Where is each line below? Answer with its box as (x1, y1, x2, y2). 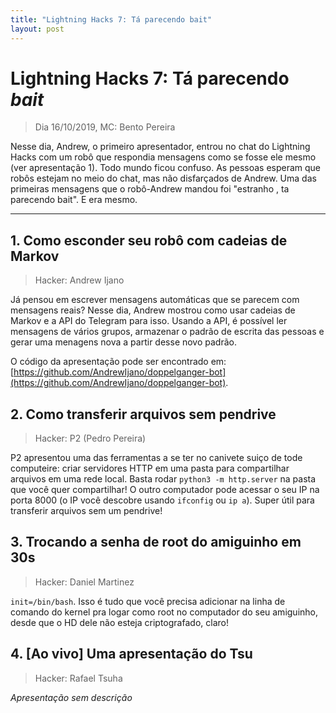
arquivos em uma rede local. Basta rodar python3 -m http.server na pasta (10, 473, 317, 485)
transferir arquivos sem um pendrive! (10, 505, 163, 517)
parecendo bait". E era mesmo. (10, 194, 138, 206)
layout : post (10, 24, 65, 34)
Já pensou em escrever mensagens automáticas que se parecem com (10, 294, 300, 306)
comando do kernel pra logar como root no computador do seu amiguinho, (10, 606, 319, 618)
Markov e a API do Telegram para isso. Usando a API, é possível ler (10, 315, 288, 327)
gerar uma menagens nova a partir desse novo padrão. (10, 336, 237, 348)
